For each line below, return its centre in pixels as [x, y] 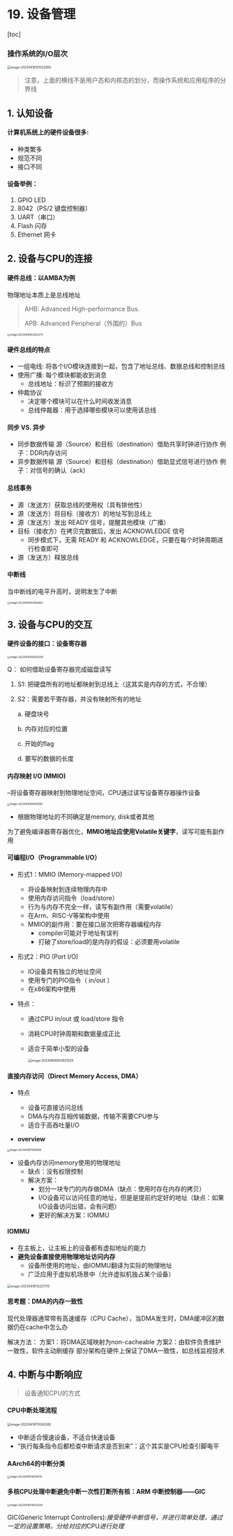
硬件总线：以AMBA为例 [41, 278]
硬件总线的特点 [29, 349]
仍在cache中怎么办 [40, 1327]
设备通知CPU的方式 [52, 1393]
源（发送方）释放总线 [48, 557]
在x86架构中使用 [52, 989]
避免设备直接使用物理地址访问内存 [66, 1256]
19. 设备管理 [42, 14]
